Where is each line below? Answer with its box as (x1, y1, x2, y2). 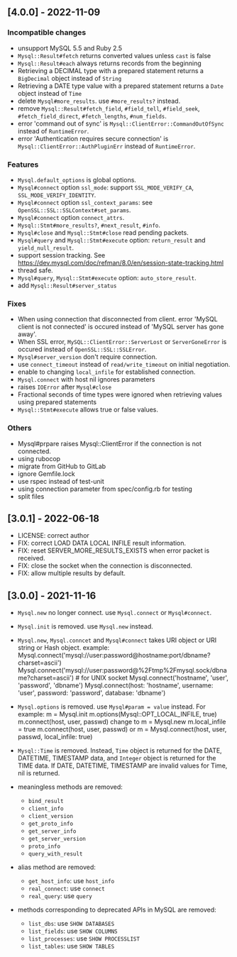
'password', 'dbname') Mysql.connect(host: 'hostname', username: (17, 681, 214, 690)
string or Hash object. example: (17, 643, 110, 652)
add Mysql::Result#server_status (17, 281, 117, 289)
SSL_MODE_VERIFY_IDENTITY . (17, 190, 97, 199)
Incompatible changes (7, 28, 87, 38)
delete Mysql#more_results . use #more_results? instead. (17, 96, 181, 105)
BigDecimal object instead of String (17, 74, 122, 82)
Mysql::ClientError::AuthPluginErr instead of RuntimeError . (17, 142, 196, 150)
